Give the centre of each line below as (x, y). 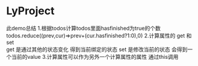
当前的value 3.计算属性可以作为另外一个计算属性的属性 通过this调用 (95, 56)
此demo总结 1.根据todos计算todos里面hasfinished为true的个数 (83, 28)
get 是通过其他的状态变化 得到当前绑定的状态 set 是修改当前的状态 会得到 (97, 49)
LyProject (30, 11)
